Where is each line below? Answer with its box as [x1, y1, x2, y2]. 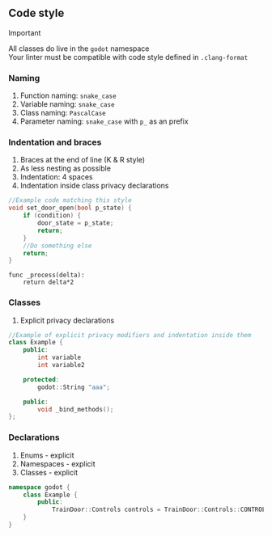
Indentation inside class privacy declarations [19, 181, 169, 191]
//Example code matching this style [8, 196, 132, 205]
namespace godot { [8, 483, 70, 492]
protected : [23, 375, 60, 383]
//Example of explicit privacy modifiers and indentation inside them [8, 331, 252, 339]
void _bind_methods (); [37, 405, 114, 413]
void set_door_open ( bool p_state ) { [8, 204, 132, 213]
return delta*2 [23, 278, 74, 286]
